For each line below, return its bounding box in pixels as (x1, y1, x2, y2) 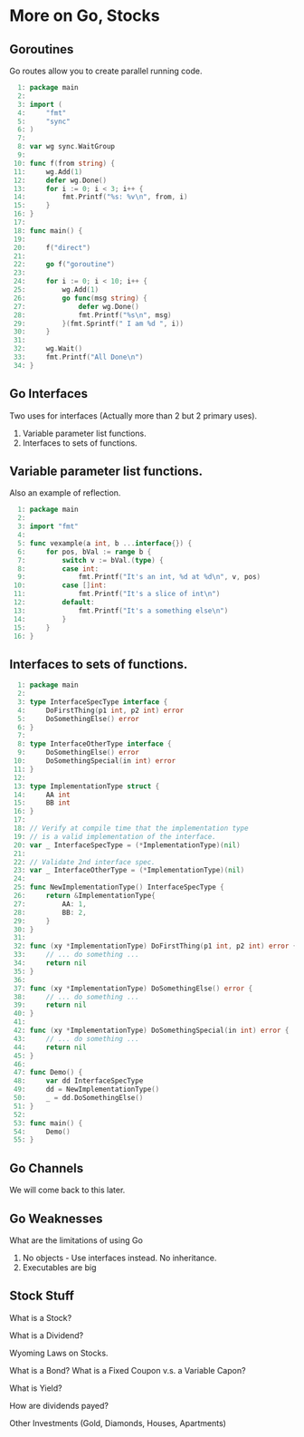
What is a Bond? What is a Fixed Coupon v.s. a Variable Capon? (9, 1365, 246, 1375)
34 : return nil (13, 959, 88, 968)
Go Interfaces (9, 386, 89, 401)
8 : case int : (17, 564, 100, 574)
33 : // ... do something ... (13, 950, 140, 960)
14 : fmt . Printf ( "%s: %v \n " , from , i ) (13, 192, 188, 202)
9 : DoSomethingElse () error (17, 748, 140, 757)
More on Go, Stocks (9, 5, 160, 26)
